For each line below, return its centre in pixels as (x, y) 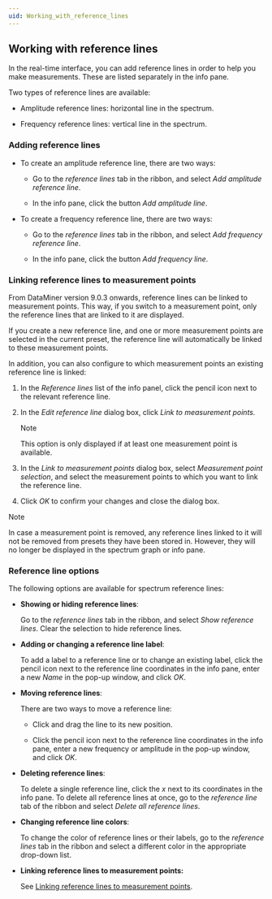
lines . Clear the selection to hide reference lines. (101, 629)
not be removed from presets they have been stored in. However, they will (132, 542)
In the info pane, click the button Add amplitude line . (120, 203)
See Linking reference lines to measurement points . (106, 887)
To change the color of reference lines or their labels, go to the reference (142, 838)
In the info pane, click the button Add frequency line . (120, 259)
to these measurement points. (58, 348)
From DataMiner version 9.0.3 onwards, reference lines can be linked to (128, 298)
